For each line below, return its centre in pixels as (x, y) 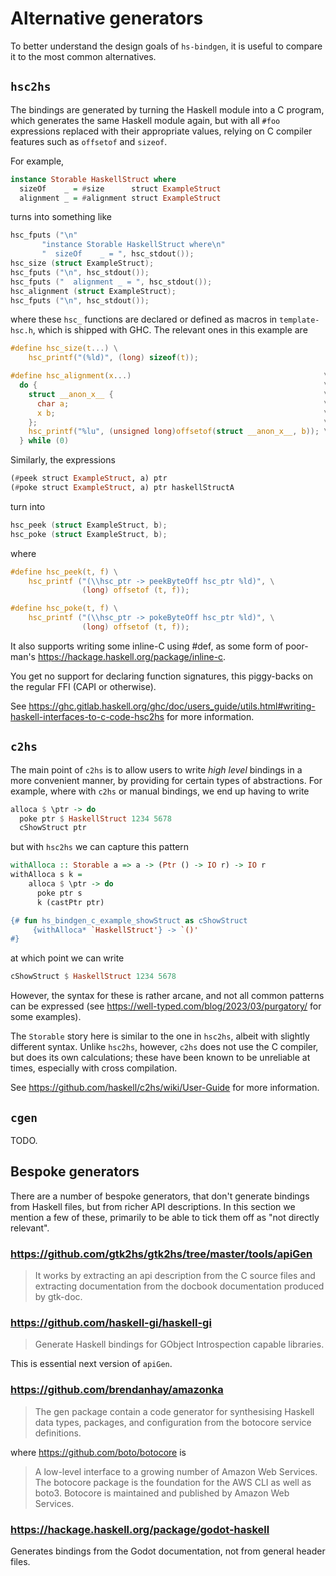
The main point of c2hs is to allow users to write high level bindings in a (156, 769)
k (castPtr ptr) (70, 902)
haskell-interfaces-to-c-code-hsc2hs (87, 716)
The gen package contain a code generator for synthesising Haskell (174, 1411)
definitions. (58, 1433)
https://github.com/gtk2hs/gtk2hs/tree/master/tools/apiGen (161, 1254)
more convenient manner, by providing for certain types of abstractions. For (166, 780)
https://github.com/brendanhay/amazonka (117, 1390)
